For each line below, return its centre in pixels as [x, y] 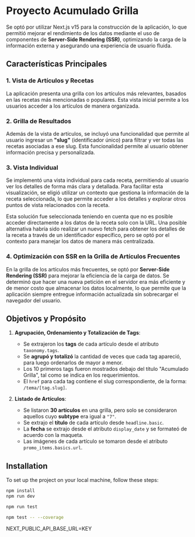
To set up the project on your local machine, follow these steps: [82, 480]
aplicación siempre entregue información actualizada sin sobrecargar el [92, 294]
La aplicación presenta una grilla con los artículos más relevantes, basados [96, 93]
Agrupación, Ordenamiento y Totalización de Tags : [77, 333]
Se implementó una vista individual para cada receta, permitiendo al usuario [97, 180]
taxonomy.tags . [41, 350]
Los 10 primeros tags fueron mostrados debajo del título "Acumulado [106, 369]
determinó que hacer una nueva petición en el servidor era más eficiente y [96, 281]
